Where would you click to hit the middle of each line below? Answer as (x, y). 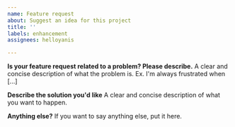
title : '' (22, 27)
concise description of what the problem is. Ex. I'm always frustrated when (116, 74)
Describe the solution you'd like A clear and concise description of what (114, 95)
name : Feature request (41, 14)
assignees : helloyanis (41, 40)
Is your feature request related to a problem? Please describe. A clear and (117, 66)
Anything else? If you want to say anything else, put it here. (95, 116)
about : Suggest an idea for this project (69, 20)
